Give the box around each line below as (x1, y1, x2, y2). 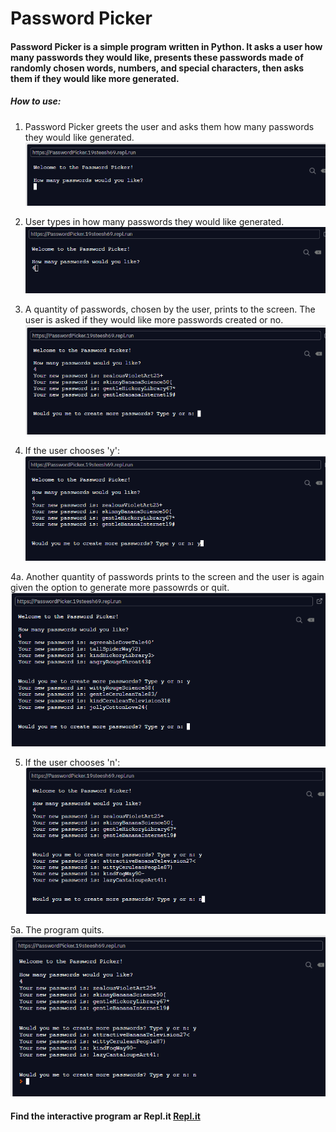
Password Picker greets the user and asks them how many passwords (24, 120, 315, 132)
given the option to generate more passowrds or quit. (10, 581, 230, 593)
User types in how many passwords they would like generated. (24, 216, 285, 228)
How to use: (10, 95, 62, 107)
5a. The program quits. (10, 924, 105, 936)
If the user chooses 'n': (24, 756, 121, 768)
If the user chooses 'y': (24, 444, 120, 456)
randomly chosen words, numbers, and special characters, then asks (10, 62, 305, 74)
